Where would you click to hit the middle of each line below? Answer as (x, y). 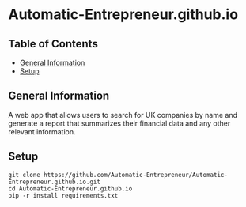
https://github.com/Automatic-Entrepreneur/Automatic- (135, 175)
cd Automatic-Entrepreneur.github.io (70, 188)
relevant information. (42, 131)
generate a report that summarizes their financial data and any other (119, 123)
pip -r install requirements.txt (63, 195)
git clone (25, 175)
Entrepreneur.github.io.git (55, 182)
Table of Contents (53, 44)
